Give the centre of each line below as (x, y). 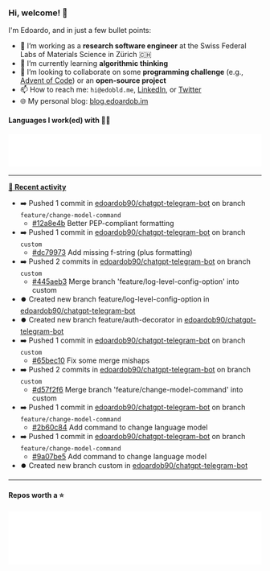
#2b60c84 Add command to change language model (120, 427)
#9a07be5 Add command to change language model (119, 457)
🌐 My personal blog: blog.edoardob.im (84, 101)
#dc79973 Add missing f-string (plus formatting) (112, 253)
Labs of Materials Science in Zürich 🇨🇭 (86, 55)
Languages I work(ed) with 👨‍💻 (59, 120)
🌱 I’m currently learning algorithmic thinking (94, 64)
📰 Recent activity (37, 187)
